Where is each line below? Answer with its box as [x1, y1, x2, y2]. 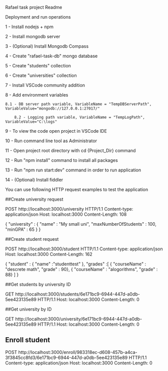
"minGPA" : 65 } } [5, 226, 41, 232]
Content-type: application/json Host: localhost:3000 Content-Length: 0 [5, 359, 152, 366]
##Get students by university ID [5, 282, 71, 287]
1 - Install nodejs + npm [5, 24, 54, 30]
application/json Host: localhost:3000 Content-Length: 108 [5, 211, 127, 217]
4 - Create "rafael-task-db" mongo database [5, 53, 98, 59]
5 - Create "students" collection [5, 63, 71, 68]
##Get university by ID [5, 306, 52, 312]
